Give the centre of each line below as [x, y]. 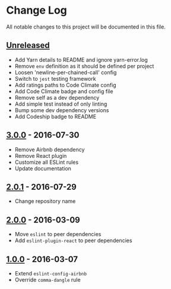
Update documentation [43, 168]
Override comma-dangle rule [48, 280]
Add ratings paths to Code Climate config [66, 85]
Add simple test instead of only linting [61, 104]
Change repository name [45, 201]
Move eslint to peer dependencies [58, 234]
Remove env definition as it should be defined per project [84, 66]
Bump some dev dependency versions [62, 110]
